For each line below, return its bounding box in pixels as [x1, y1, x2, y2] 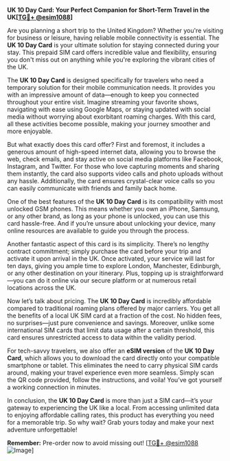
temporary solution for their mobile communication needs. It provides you [7, 84, 216, 91]
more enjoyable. [7, 127, 53, 135]
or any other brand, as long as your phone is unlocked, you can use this [7, 212, 210, 220]
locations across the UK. [7, 284, 77, 292]
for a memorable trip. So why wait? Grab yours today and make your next [7, 418, 214, 426]
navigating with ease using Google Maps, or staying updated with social [7, 106, 211, 113]
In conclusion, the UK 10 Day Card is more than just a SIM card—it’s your [7, 397, 213, 404]
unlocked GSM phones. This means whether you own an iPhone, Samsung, [7, 205, 220, 213]
